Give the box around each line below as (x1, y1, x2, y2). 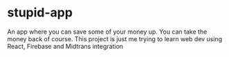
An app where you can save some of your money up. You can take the (7, 27, 208, 36)
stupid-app (7, 5, 73, 21)
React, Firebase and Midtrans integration (7, 42, 123, 50)
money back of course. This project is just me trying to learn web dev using (7, 34, 223, 43)
